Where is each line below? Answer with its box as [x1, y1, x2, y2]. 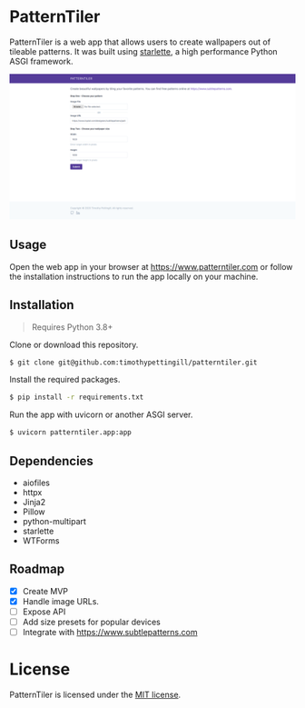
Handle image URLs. [22, 595, 100, 606]
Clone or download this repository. [9, 339, 139, 350]
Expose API [22, 606, 66, 617]
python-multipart [22, 515, 86, 526]
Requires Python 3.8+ [31, 321, 113, 333]
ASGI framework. [9, 55, 74, 66]
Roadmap [9, 562, 65, 577]
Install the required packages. [9, 374, 121, 385]
